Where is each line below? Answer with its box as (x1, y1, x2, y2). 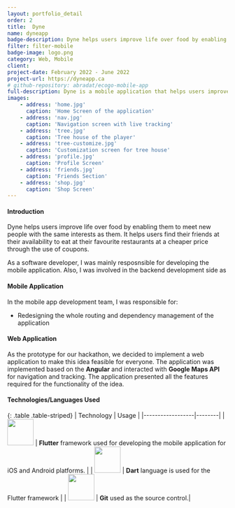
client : (7, 62, 30, 69)
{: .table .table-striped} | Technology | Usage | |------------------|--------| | (7, 412, 225, 420)
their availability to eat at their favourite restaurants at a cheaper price (7, 238, 208, 246)
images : (7, 95, 30, 102)
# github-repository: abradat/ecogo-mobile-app (7, 82, 149, 89)
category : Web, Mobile (7, 56, 73, 63)
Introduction (7, 207, 44, 215)
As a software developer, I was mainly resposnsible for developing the (7, 259, 210, 267)
